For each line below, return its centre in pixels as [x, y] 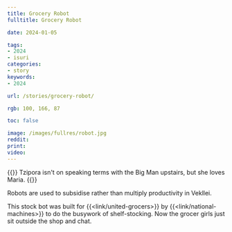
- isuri [18, 58]
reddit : [18, 140]
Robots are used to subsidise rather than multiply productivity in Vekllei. [110, 193]
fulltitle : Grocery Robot [44, 20]
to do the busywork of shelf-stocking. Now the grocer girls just [135, 213]
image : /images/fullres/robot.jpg [57, 133]
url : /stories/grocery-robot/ [51, 96]
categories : [24, 64]
